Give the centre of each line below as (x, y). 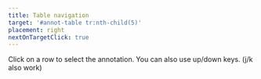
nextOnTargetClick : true (49, 37)
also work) (25, 68)
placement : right (36, 30)
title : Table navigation (49, 15)
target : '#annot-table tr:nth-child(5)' (75, 23)
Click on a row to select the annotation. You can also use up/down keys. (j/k (130, 59)
